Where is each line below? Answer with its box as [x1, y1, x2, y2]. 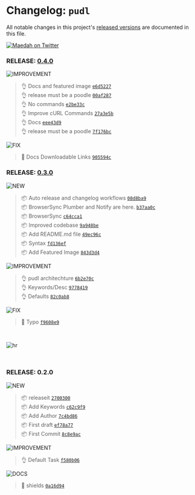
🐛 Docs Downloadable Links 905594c [21, 153, 112, 160]
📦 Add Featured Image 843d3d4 [21, 248, 100, 256]
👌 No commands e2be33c [21, 101, 85, 108]
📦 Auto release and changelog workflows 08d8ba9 [21, 194, 147, 201]
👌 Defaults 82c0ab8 [21, 292, 69, 300]
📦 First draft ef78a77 [21, 421, 74, 428]
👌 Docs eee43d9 [21, 119, 62, 126]
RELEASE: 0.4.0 [6, 57, 54, 65]
